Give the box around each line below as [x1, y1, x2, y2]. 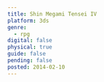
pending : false [7, 57, 53, 64]
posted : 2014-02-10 [7, 63, 66, 71]
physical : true [7, 43, 53, 51]
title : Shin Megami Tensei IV [7, 10, 98, 18]
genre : [7, 24, 27, 31]
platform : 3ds [7, 17, 50, 24]
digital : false [7, 37, 53, 44]
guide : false [7, 51, 46, 58]
